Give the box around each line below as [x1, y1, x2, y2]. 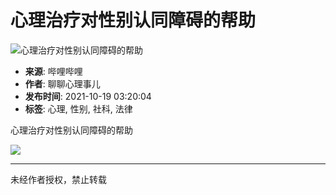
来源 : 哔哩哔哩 [24, 65, 83, 77]
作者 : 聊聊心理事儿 [24, 77, 101, 90]
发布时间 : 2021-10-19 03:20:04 [24, 90, 152, 102]
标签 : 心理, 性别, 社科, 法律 [24, 102, 133, 115]
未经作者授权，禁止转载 [10, 173, 107, 185]
